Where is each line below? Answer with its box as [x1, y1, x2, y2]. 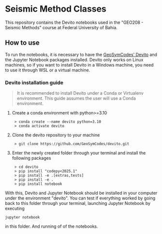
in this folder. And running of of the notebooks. [5, 223, 98, 229]
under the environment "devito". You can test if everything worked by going [5, 195, 156, 201]
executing [5, 205, 25, 212]
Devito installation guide [5, 79, 64, 86]
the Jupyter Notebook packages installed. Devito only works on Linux [5, 57, 144, 63]
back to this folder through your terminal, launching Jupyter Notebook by [5, 201, 151, 206]
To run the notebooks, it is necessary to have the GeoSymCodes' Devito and [5, 51, 157, 57]
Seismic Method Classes [5, 3, 106, 15]
